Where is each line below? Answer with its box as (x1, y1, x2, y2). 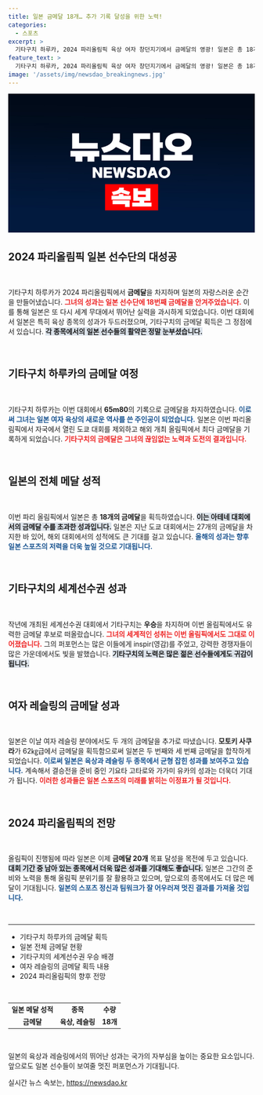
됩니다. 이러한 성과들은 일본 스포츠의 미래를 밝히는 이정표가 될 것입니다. (16, 776, 232, 785)
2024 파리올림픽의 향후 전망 (19, 972, 106, 981)
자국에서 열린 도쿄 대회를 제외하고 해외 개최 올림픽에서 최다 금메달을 (34, 424, 243, 433)
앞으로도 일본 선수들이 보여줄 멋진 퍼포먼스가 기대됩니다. (8, 1060, 180, 1071)
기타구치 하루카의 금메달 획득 (19, 933, 108, 942)
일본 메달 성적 (11, 1005, 53, 1014)
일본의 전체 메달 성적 (8, 475, 101, 488)
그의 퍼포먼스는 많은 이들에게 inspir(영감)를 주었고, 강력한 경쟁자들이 (44, 639, 253, 648)
